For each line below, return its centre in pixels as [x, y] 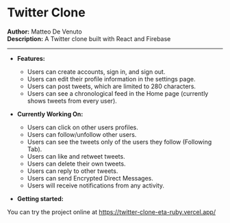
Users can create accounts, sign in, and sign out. [96, 71]
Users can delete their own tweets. [76, 163]
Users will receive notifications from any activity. [96, 185]
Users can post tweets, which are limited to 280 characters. [112, 86]
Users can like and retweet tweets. [76, 156]
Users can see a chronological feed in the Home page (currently [118, 93]
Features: [31, 58]
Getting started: [40, 198]
